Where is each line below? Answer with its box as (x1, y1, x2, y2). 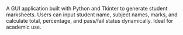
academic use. (6, 23, 42, 30)
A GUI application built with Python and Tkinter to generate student (6, 5, 168, 12)
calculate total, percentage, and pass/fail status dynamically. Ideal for (6, 17, 174, 24)
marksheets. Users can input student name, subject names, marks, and (6, 11, 178, 18)
